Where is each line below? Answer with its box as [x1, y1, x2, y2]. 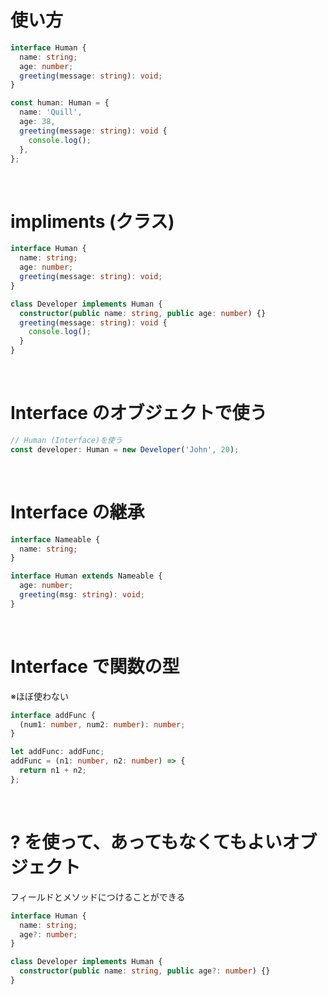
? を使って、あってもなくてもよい [10, 831, 283, 853]
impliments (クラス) [10, 210, 175, 233]
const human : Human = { [10, 98, 110, 108]
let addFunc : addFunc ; [10, 747, 105, 757]
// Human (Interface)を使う [10, 435, 123, 445]
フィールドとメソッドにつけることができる [10, 891, 186, 903]
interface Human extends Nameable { [10, 571, 163, 581]
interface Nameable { [10, 534, 101, 545]
